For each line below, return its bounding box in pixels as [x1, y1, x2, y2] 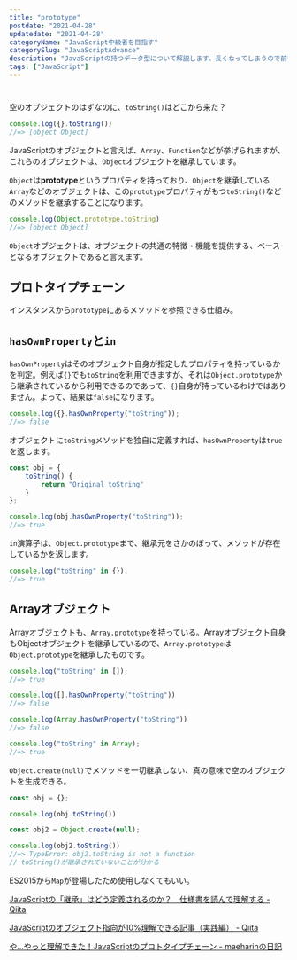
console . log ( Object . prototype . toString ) [9, 215, 161, 223]
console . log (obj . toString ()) [9, 809, 117, 818]
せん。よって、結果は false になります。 [16, 392, 159, 402]
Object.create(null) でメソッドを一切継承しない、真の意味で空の [9, 764, 247, 776]
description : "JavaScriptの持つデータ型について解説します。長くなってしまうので [9, 54, 281, 63]
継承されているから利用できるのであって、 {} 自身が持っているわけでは [16, 380, 271, 391]
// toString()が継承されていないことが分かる [9, 858, 160, 867]
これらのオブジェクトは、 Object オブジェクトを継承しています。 [9, 156, 241, 167]
